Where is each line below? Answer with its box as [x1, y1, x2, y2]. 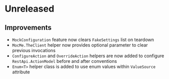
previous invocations [12, 48, 56, 53]
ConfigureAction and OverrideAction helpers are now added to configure [12, 53, 164, 59]
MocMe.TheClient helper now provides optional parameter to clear [12, 42, 148, 48]
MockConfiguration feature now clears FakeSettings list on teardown [12, 36, 154, 43]
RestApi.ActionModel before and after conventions [12, 58, 117, 64]
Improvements [5, 23, 52, 32]
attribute [12, 69, 30, 75]
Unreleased [5, 3, 55, 15]
